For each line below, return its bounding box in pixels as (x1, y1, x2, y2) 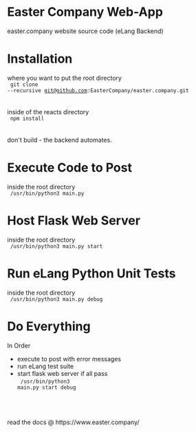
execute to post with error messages (17, 355, 122, 363)
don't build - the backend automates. (7, 136, 112, 144)
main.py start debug (17, 383, 76, 391)
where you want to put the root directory (7, 74, 122, 82)
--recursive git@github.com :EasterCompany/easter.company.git (7, 87, 189, 94)
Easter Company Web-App (7, 4, 164, 20)
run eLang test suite (17, 362, 74, 370)
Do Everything (7, 318, 91, 334)
